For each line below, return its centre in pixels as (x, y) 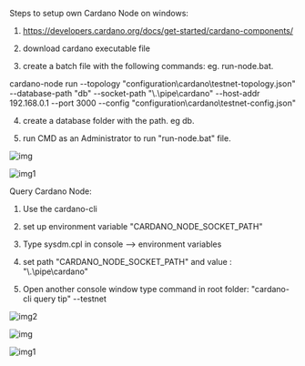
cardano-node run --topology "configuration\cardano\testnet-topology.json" (152, 84)
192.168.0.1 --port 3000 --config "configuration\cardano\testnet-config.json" (152, 103)
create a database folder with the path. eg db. (108, 121)
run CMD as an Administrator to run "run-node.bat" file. (127, 138)
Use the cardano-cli (60, 209)
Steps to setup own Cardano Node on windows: (99, 13)
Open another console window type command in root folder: (136, 289)
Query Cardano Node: (51, 191)
